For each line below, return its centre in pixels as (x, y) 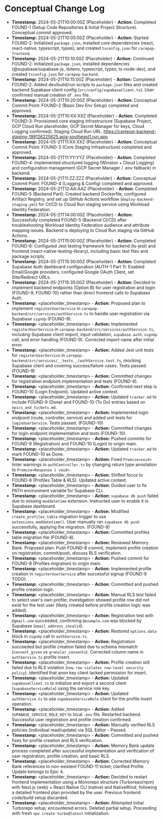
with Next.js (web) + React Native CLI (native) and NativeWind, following (84, 787)
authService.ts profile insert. (41, 657)
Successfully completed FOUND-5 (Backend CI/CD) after (69, 220)
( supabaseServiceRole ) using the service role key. (61, 688)
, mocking (131, 360)
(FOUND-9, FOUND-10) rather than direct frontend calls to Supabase (81, 292)
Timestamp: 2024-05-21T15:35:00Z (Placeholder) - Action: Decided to (83, 282)
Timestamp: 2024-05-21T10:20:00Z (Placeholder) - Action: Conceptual (84, 100)
